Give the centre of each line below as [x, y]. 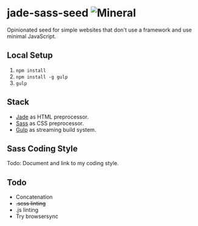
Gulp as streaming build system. [56, 129]
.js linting [27, 210]
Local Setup [30, 56]
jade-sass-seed [48, 13]
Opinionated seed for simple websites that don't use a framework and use [99, 30]
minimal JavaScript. [32, 36]
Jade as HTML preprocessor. [52, 117]
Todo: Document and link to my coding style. [63, 163]
